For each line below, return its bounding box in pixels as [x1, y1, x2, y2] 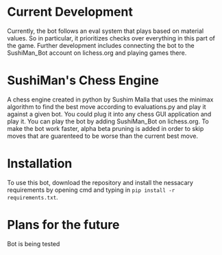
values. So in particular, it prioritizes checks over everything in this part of [7, 34, 216, 42]
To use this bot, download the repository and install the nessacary [7, 178, 194, 186]
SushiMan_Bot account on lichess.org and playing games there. [7, 49, 187, 57]
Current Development [7, 4, 134, 20]
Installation [7, 156, 73, 171]
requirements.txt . [7, 193, 58, 201]
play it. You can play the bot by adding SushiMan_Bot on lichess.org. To [7, 117, 209, 125]
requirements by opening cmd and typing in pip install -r [7, 186, 175, 194]
